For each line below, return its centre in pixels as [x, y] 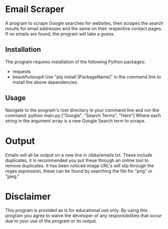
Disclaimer [28, 196]
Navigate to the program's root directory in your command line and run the [82, 110]
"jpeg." [12, 176]
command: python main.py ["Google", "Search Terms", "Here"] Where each [83, 115]
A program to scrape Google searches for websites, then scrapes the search [84, 23]
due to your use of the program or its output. [51, 221]
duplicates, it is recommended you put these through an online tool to [77, 160]
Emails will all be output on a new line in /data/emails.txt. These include [79, 155]
